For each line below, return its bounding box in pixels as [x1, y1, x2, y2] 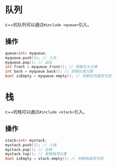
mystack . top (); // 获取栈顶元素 [5, 152, 67, 157]
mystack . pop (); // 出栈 [5, 147, 53, 152]
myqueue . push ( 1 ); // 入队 [5, 55, 57, 60]
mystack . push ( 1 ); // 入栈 [5, 142, 57, 147]
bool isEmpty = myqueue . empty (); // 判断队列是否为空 [5, 74, 112, 79]
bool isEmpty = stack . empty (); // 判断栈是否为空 [5, 156, 104, 161]
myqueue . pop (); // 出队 [5, 60, 53, 65]
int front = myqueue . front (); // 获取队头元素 [5, 64, 98, 69]
